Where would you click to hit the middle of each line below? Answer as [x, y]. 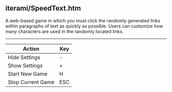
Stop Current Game [31, 82]
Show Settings [25, 66]
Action [31, 49]
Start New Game [28, 74]
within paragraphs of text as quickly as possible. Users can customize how [84, 26]
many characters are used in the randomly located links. [64, 31]
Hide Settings [24, 57]
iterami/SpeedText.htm [43, 8]
